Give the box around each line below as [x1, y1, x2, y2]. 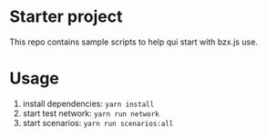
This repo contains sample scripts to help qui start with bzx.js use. [9, 36, 258, 47]
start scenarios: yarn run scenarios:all [22, 117, 174, 128]
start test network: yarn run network [22, 107, 159, 119]
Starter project [9, 6, 123, 27]
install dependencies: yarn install [22, 98, 155, 109]
